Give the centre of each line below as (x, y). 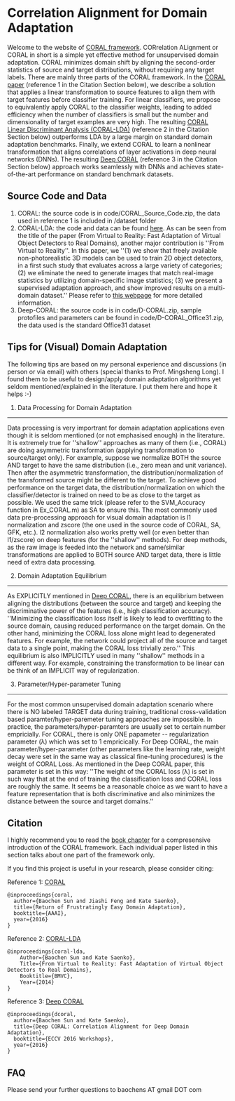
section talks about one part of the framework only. (81, 855)
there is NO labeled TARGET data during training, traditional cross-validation (117, 711)
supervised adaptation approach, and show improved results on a (112, 288)
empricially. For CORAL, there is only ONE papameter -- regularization (108, 734)
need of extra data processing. (52, 562)
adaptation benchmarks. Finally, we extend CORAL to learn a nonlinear (109, 144)
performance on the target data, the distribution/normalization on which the (116, 487)
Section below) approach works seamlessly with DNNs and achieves (106, 166)
